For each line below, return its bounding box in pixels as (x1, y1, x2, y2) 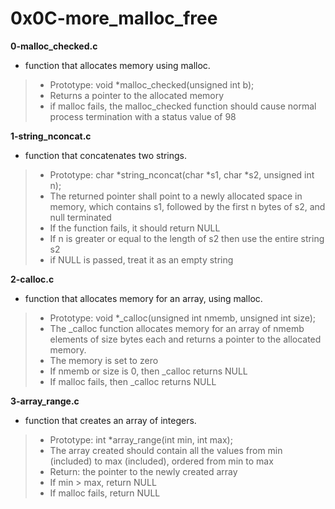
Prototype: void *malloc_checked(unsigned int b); (49, 78, 255, 91)
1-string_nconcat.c (10, 130, 92, 142)
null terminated (49, 211, 112, 223)
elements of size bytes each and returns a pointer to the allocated (49, 333, 322, 345)
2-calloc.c (10, 273, 55, 285)
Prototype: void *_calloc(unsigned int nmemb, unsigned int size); (49, 312, 317, 324)
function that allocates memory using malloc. (24, 59, 211, 71)
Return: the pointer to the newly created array (49, 465, 238, 477)
